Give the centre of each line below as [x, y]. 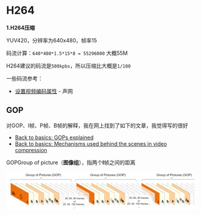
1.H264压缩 [21, 27]
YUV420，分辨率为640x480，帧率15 [52, 40]
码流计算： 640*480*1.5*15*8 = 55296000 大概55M [67, 53]
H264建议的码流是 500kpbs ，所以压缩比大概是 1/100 [68, 66]
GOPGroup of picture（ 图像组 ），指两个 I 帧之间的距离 [71, 162]
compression [31, 150]
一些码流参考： [25, 78]
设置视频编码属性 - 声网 [44, 91]
